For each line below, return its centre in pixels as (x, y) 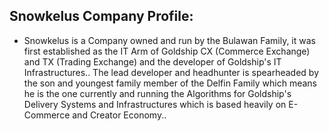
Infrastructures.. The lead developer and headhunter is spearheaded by (171, 72)
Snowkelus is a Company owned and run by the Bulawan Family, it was (169, 40)
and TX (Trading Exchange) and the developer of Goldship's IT (152, 61)
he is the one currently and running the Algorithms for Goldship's (157, 93)
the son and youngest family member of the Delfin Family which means (170, 83)
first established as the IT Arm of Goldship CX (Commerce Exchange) (167, 51)
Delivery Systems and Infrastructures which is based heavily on (155, 104)
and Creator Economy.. (119, 115)
